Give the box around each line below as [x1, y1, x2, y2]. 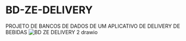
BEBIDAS [5, 28, 28, 35]
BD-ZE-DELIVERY [5, 3, 93, 17]
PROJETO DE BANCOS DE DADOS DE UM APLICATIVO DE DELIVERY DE [5, 23, 180, 29]
